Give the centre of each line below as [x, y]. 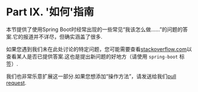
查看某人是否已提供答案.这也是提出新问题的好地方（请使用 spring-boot [92, 56]
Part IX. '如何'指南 [50, 12]
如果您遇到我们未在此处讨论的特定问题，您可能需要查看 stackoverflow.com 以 [99, 49]
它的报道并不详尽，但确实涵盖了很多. [58, 36]
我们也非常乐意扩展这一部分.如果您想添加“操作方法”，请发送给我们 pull [91, 76]
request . [16, 83]
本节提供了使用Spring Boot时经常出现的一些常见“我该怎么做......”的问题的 [95, 29]
